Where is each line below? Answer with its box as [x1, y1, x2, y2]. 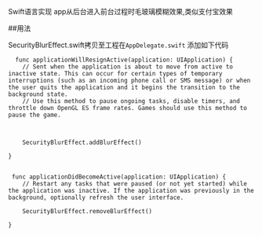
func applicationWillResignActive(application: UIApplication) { [15, 56, 234, 64]
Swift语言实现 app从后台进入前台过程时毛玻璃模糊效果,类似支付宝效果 [8, 7, 234, 16]
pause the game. [8, 111, 61, 119]
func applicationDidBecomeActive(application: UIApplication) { [11, 173, 226, 181]
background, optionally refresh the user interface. [8, 194, 184, 201]
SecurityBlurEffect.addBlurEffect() [22, 138, 143, 146]
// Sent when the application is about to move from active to [22, 63, 234, 71]
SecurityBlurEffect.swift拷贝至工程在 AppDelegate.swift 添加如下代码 [8, 40, 229, 50]
